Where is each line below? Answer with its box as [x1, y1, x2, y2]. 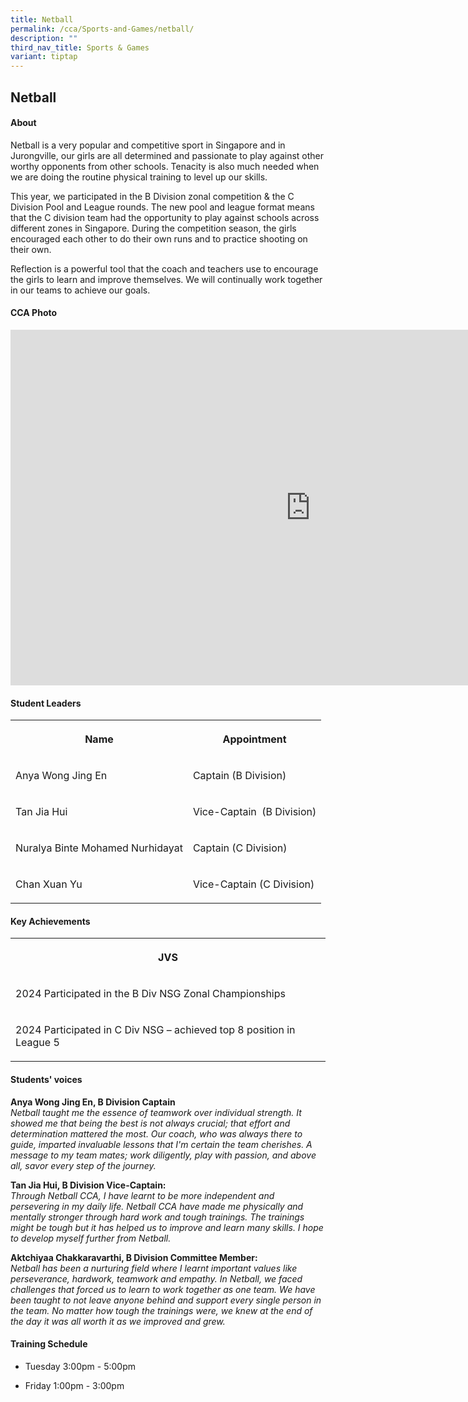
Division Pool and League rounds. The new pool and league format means [10, 201, 315, 213]
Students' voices [10, 1073, 83, 1085]
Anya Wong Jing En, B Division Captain [10, 1096, 176, 1108]
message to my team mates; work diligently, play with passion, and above [10, 1149, 317, 1161]
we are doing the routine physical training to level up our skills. [10, 171, 268, 183]
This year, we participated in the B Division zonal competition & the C [10, 190, 295, 202]
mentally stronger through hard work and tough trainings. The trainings [10, 1211, 305, 1223]
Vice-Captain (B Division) [192, 805, 317, 819]
